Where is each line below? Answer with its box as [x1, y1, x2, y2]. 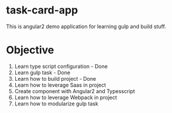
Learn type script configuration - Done [14, 63, 108, 70]
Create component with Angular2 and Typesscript [14, 87, 136, 94]
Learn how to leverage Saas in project [14, 81, 106, 88]
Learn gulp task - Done [14, 69, 71, 76]
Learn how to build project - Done [14, 75, 97, 82]
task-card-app [6, 4, 78, 17]
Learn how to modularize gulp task [14, 100, 98, 107]
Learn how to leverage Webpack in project [14, 94, 117, 101]
